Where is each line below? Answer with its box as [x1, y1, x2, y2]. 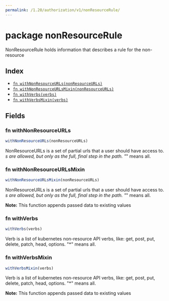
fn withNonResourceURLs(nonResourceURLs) [12, 81, 102, 87]
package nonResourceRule [5, 29, 123, 41]
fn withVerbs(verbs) [12, 92, 57, 97]
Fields [5, 111, 26, 120]
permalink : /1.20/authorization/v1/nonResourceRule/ [5, 7, 120, 13]
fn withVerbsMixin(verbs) [12, 98, 68, 103]
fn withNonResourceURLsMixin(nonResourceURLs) [12, 87, 114, 92]
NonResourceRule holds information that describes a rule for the [5, 47, 141, 53]
